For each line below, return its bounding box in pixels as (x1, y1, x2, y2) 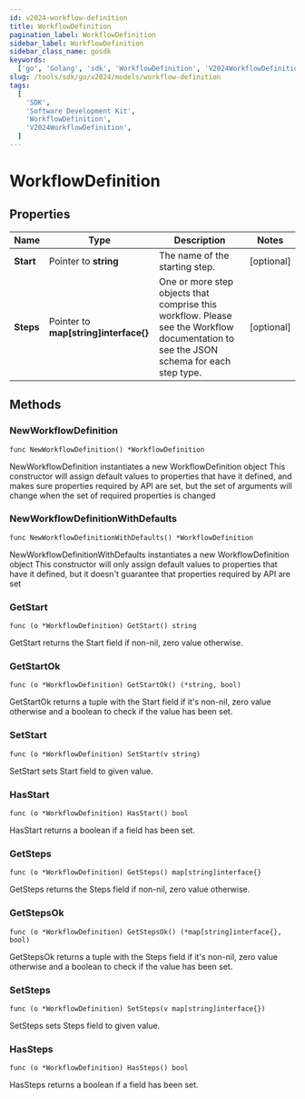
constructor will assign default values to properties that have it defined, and (9, 470, 292, 482)
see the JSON (158, 343, 218, 355)
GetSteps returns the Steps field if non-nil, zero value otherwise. (9, 884, 251, 895)
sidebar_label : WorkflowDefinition (9, 38, 144, 48)
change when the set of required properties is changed (9, 490, 216, 501)
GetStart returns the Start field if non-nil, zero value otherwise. (9, 637, 243, 648)
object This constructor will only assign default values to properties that (9, 558, 279, 569)
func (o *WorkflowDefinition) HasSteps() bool (9, 1064, 189, 1073)
